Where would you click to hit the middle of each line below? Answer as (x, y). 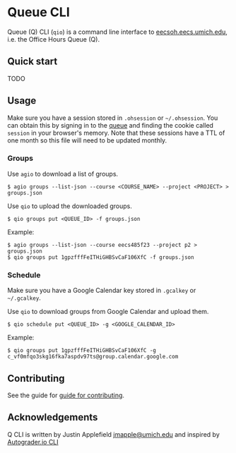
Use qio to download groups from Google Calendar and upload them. (108, 312)
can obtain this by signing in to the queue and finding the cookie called (111, 125)
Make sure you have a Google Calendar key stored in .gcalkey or (102, 291)
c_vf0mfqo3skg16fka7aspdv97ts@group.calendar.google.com (93, 357)
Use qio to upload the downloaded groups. (70, 206)
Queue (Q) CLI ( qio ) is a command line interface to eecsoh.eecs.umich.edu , (118, 32)
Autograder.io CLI (33, 442)
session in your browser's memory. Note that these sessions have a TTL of (116, 133)
